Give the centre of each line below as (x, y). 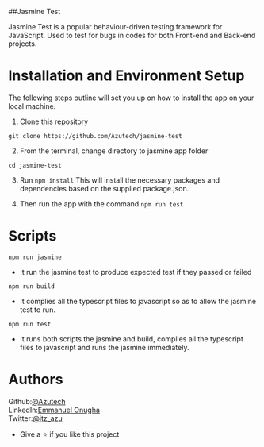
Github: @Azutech (37, 401)
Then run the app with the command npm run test (101, 204)
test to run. (37, 310)
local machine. (32, 106)
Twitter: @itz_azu (35, 418)
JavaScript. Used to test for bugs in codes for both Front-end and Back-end (132, 35)
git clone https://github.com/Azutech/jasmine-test (95, 136)
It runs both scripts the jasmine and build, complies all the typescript (131, 339)
